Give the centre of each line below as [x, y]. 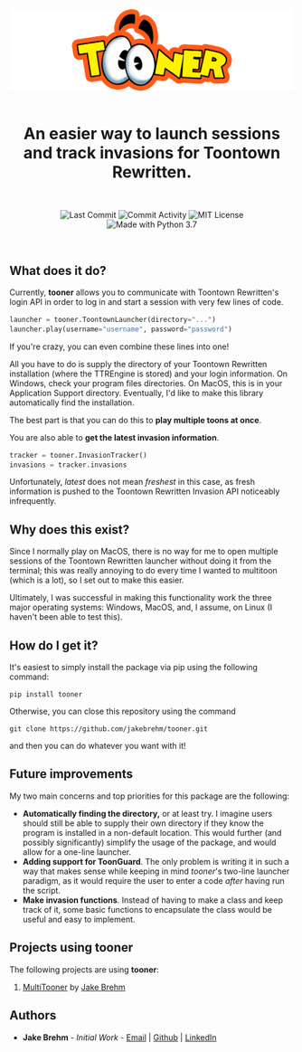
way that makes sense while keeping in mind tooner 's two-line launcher [156, 871]
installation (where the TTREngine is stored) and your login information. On [148, 374]
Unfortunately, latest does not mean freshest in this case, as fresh [132, 482]
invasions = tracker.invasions [68, 465]
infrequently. [33, 501]
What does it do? [58, 270]
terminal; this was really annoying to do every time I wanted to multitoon [143, 571]
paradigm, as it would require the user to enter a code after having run [153, 880]
